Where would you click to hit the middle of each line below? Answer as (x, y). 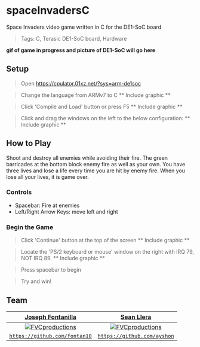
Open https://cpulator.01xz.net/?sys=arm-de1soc (81, 83)
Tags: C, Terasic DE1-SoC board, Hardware (74, 38)
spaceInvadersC (48, 10)
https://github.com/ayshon (136, 336)
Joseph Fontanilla (50, 316)
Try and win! (36, 281)
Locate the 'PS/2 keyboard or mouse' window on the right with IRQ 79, (107, 252)
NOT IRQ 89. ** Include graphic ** (63, 258)
